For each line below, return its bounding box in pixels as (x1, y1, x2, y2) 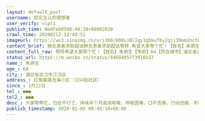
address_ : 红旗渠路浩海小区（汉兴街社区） (6, 77, 102, 83)
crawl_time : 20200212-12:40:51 (6, 32, 86, 38)
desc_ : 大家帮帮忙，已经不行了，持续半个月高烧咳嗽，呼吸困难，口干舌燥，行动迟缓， (6, 100, 194, 106)
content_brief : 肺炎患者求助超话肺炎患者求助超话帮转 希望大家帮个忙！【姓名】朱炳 (6, 43, 196, 50)
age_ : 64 (6, 65, 29, 72)
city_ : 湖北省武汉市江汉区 (6, 71, 67, 78)
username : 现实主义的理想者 (6, 15, 70, 21)
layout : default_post (6, 9, 62, 15)
